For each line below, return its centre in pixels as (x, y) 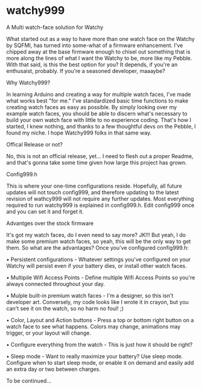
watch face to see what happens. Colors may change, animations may (93, 326)
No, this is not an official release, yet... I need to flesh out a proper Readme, (100, 156)
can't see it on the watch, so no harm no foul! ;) (65, 308)
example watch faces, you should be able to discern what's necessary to (97, 113)
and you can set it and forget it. (45, 211)
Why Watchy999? (28, 83)
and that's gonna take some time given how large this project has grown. (96, 162)
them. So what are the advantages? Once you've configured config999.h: (97, 247)
